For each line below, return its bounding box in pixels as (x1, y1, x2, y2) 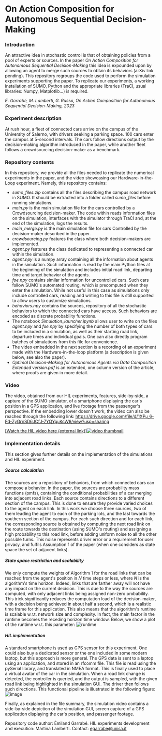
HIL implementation (5, 633, 45, 639)
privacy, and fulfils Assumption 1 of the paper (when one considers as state (5, 542, 155, 547)
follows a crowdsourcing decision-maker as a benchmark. (5, 146, 121, 152)
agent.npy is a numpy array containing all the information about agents (12, 256, 153, 262)
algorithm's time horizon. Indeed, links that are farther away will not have (5, 580, 150, 586)
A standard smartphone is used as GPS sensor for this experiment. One (5, 645, 147, 651)
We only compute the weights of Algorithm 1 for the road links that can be (5, 570, 152, 576)
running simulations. (12, 200, 53, 206)
